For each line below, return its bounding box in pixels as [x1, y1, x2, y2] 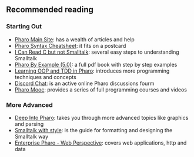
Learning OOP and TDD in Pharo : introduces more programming [14, 67, 170, 74]
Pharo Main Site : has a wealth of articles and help [14, 35, 135, 43]
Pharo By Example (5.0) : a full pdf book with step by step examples [14, 61, 178, 68]
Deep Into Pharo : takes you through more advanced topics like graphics [14, 114, 189, 121]
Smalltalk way [14, 133, 49, 140]
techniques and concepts [14, 73, 76, 80]
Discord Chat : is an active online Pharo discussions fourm [14, 80, 155, 87]
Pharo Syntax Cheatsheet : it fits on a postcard [14, 42, 126, 49]
